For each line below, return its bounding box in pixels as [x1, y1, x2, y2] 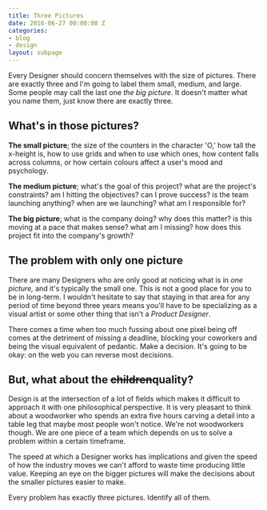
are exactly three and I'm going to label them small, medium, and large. [8, 79, 242, 89]
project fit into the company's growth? [8, 231, 134, 240]
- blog [8, 34, 30, 42]
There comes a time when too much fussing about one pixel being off [8, 324, 237, 334]
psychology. [8, 165, 49, 176]
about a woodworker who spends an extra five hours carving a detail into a [8, 411, 256, 421]
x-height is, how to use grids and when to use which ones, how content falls [8, 148, 260, 158]
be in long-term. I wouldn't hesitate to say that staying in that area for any [8, 292, 250, 302]
